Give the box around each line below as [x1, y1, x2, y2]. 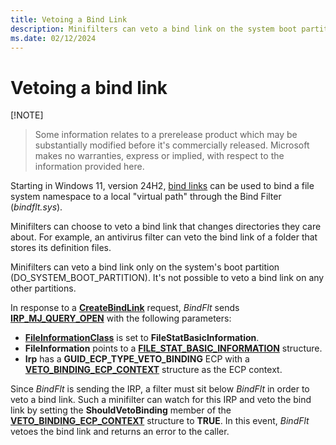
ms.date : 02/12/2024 [10, 33, 97, 43]
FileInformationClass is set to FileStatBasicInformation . [24, 332, 260, 344]
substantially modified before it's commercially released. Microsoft [34, 139, 310, 151]
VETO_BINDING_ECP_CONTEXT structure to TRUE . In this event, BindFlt [10, 415, 310, 427]
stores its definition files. [10, 242, 112, 254]
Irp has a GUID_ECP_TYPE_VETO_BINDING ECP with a [24, 353, 250, 365]
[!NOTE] [10, 109, 44, 121]
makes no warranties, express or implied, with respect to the [34, 150, 285, 162]
